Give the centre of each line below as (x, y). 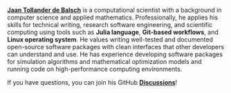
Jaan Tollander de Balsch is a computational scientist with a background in (114, 10)
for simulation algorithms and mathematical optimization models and (104, 61)
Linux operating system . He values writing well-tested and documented (110, 40)
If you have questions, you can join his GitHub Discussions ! (92, 82)
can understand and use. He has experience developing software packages (115, 54)
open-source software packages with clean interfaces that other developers (116, 47)
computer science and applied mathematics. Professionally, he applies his (113, 17)
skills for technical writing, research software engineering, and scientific (110, 25)
